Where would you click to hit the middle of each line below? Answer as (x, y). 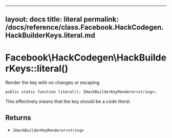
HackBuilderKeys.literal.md (50, 36)
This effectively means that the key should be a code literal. (68, 102)
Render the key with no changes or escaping (52, 83)
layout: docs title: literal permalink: (62, 19)
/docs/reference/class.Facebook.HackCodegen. (84, 27)
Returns (18, 118)
